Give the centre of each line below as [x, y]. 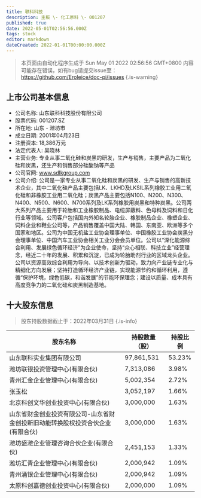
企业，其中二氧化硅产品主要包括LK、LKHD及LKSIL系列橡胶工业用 [100, 187]
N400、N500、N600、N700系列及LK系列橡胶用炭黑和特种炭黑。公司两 [103, 202]
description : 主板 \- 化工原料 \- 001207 [56, 17]
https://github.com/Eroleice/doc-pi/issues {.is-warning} [89, 77]
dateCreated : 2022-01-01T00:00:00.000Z [56, 45]
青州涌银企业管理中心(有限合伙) [54, 474]
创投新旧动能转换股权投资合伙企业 [63, 423]
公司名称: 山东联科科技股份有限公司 [58, 113]
